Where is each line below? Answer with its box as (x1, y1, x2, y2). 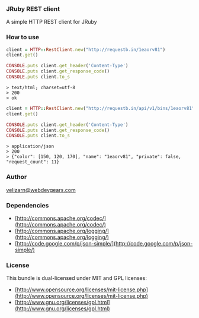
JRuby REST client (6, 5, 60, 13)
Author (6, 173, 27, 181)
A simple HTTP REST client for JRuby (6, 18, 97, 26)
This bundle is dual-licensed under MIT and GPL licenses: (6, 275, 147, 282)
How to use (6, 33, 40, 42)
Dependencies (6, 201, 49, 209)
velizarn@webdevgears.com (6, 186, 76, 193)
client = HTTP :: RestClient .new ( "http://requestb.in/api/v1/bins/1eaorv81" (6, 105, 195, 111)
